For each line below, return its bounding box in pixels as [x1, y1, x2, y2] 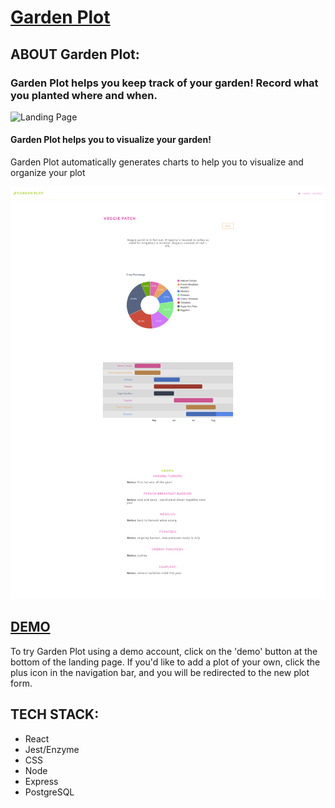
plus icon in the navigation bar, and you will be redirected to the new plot [10, 666, 310, 678]
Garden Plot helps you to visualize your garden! [10, 134, 212, 146]
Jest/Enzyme [24, 743, 80, 755]
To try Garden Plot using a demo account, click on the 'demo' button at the [10, 645, 318, 657]
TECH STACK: [10, 706, 100, 723]
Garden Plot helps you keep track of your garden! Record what [10, 76, 319, 90]
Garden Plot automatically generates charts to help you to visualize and [10, 156, 304, 168]
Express [24, 775, 59, 787]
